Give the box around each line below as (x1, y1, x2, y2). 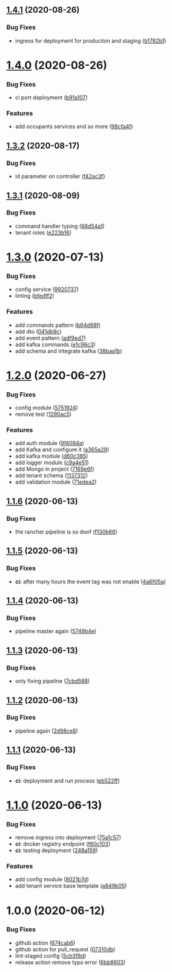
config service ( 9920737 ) (15, 286, 79, 293)
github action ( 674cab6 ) (15, 939, 76, 946)
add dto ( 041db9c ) (15, 328, 62, 335)
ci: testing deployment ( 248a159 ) (15, 847, 98, 854)
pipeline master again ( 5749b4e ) (15, 627, 97, 635)
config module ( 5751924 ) (15, 404, 78, 412)
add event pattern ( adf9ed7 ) (15, 334, 86, 342)
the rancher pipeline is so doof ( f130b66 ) (15, 528, 118, 535)
